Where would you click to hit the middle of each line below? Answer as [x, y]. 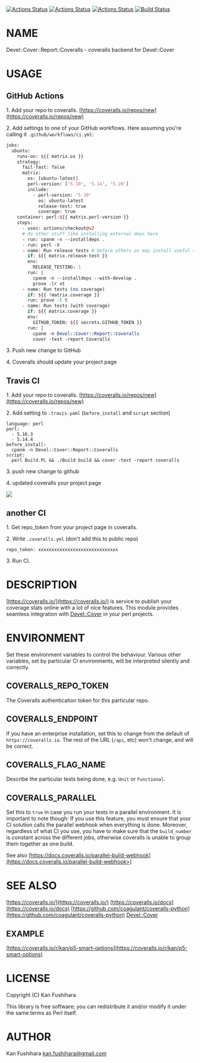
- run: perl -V [41, 245]
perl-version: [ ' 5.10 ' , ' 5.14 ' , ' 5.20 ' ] [78, 184]
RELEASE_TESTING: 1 [57, 267]
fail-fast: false [43, 167]
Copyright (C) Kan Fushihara [41, 994]
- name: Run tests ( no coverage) [63, 289]
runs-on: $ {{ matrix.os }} [50, 156]
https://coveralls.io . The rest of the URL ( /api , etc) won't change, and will [100, 739]
